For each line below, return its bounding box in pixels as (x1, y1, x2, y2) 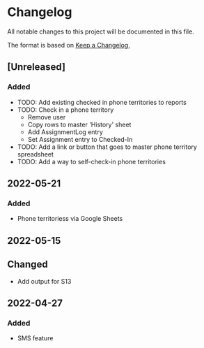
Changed (7, 259, 48, 270)
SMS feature (17, 334, 54, 342)
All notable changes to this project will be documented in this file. (7, 27, 195, 36)
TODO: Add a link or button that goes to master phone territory (17, 143, 197, 151)
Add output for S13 (17, 277, 72, 285)
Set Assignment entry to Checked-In (27, 135, 133, 143)
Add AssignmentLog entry (27, 127, 103, 136)
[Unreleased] (7, 61, 66, 73)
